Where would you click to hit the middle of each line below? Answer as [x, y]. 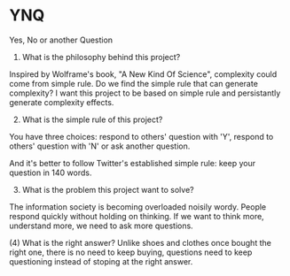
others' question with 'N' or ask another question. [100, 146]
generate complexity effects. [62, 102]
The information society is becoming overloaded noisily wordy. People [138, 207]
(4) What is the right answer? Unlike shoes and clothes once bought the [141, 242]
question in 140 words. [51, 172]
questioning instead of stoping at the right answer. [101, 261]
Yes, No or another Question [61, 40]
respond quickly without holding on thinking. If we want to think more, [137, 216]
